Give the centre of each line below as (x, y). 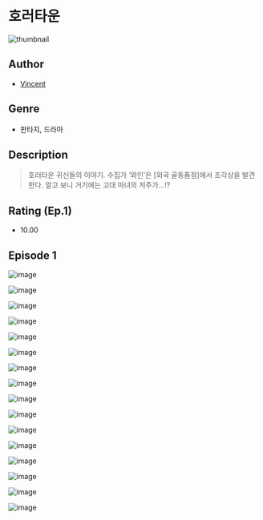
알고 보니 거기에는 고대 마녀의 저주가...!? (108, 185)
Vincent (33, 83)
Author (26, 64)
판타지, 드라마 (42, 129)
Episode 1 (33, 255)
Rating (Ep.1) (40, 210)
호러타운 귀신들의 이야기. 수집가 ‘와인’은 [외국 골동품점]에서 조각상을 (134, 175)
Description (38, 154)
